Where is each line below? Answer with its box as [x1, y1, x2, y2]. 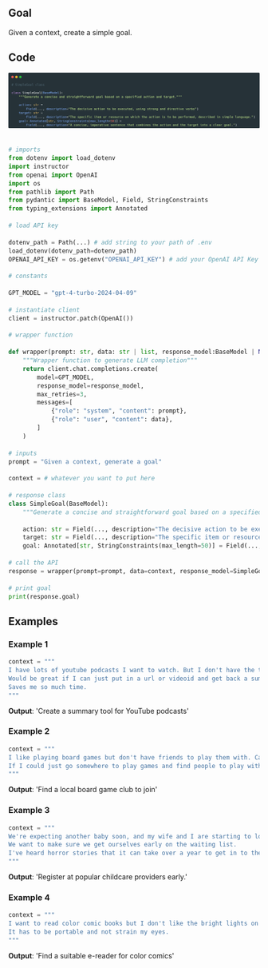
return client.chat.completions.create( [22, 364, 159, 372]
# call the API [8, 559, 59, 567]
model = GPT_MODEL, [37, 373, 94, 381]
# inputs [8, 449, 37, 457]
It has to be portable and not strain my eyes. [8, 928, 170, 936]
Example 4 [8, 891, 50, 902]
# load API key [8, 221, 59, 230]
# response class [8, 492, 66, 500]
